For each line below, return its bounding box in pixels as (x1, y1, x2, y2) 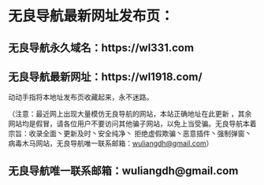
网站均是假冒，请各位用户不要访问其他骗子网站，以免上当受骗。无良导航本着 (8, 119, 257, 128)
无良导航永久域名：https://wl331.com (8, 41, 195, 54)
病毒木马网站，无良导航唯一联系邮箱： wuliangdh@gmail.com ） (8, 139, 214, 148)
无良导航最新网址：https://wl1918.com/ (8, 70, 203, 83)
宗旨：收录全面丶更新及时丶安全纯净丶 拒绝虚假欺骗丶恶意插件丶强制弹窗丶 (8, 129, 252, 139)
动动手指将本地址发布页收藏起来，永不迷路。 (8, 92, 154, 102)
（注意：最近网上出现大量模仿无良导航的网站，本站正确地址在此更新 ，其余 (8, 109, 252, 119)
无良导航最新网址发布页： (8, 7, 175, 25)
